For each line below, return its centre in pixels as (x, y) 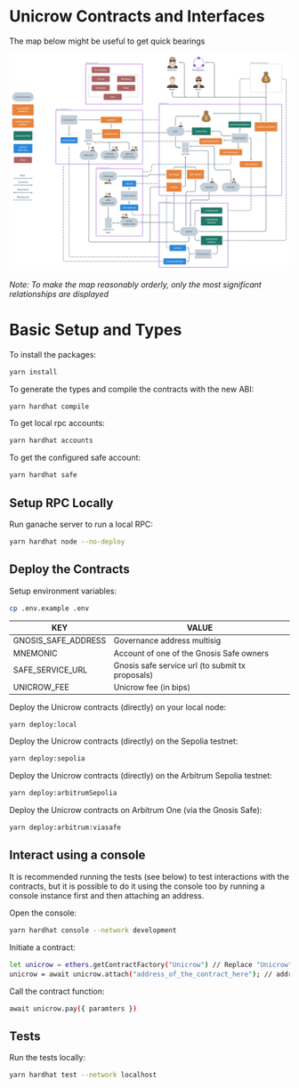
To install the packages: (53, 354)
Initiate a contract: (42, 947)
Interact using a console (77, 855)
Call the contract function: (57, 991)
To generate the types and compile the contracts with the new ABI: (132, 389)
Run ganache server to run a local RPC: (81, 524)
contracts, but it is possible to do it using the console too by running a (137, 886)
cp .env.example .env (49, 608)
